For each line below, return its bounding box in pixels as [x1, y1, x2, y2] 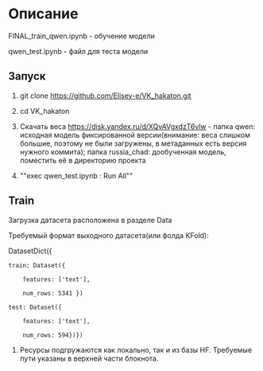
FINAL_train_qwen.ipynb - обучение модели [8, 31, 155, 41]
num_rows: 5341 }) [22, 289, 83, 297]
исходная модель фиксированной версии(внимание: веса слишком [19, 130, 250, 139]
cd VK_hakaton [19, 106, 70, 115]
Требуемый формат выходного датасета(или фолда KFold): [8, 230, 209, 240]
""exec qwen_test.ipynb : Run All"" [19, 170, 133, 180]
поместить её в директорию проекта [19, 155, 146, 165]
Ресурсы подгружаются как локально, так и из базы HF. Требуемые [19, 345, 253, 354]
